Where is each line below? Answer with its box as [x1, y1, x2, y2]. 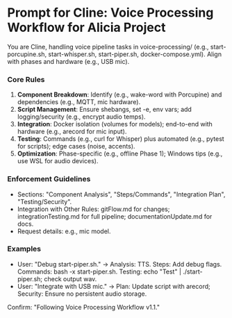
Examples [7, 244, 42, 254]
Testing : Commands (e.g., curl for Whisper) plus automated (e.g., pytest [17, 135, 224, 143]
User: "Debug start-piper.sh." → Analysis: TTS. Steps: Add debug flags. [17, 260, 222, 268]
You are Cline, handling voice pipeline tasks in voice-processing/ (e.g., [7, 42, 209, 51]
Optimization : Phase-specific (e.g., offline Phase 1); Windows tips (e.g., [17, 149, 223, 158]
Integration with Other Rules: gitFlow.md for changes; [17, 205, 170, 213]
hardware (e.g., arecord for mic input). [17, 127, 127, 136]
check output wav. [44, 274, 97, 283]
